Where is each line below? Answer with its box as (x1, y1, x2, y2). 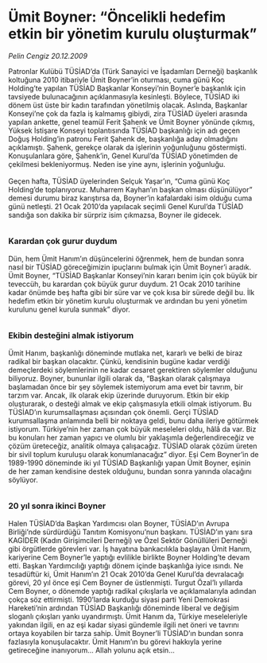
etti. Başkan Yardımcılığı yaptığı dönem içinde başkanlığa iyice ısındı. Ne (8, 560, 244, 570)
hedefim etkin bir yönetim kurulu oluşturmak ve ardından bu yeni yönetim (8, 296, 248, 305)
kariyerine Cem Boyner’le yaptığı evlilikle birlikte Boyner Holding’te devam (8, 552, 250, 562)
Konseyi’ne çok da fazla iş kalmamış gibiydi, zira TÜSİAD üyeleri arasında (8, 108, 248, 118)
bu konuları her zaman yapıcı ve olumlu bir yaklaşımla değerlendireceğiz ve (8, 432, 254, 442)
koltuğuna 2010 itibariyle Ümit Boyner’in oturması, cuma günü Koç (8, 75, 225, 84)
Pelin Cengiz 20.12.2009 (8, 51, 88, 60)
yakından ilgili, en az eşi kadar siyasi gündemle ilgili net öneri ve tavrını (8, 620, 240, 630)
